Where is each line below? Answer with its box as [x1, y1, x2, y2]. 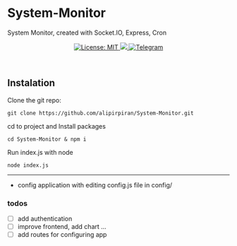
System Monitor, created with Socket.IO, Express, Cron [7, 28, 167, 37]
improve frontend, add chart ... [17, 223, 107, 231]
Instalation [7, 77, 55, 89]
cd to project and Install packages [7, 122, 106, 130]
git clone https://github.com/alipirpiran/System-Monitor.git [7, 110, 194, 117]
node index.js [7, 161, 49, 169]
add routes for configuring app [17, 230, 107, 239]
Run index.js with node [7, 148, 74, 156]
